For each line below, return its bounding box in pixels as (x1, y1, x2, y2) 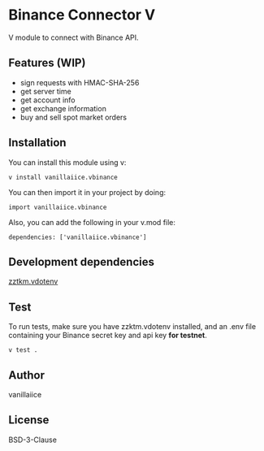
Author (8, 368, 45, 382)
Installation (8, 136, 67, 150)
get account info (19, 95, 76, 105)
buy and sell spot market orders (19, 112, 128, 122)
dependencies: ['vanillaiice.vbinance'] (8, 233, 148, 241)
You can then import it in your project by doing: (8, 187, 167, 197)
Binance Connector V (8, 6, 156, 24)
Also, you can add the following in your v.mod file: (8, 217, 176, 227)
